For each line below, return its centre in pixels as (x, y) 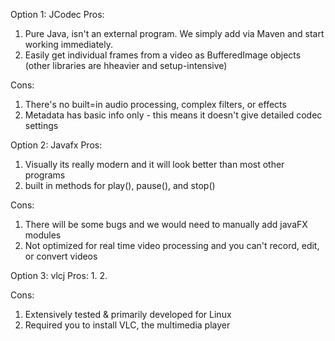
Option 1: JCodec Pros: (57, 14)
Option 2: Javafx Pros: (56, 145)
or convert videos (61, 256)
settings (41, 125)
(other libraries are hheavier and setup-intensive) (126, 65)
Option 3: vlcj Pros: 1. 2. (59, 275)
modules (43, 235)
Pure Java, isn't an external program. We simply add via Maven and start (174, 33)
